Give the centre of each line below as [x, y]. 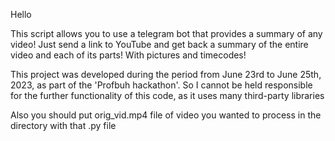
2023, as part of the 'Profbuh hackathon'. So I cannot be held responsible [161, 85]
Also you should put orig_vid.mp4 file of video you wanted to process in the [166, 115]
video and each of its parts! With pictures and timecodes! [128, 55]
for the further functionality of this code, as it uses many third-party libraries [167, 95]
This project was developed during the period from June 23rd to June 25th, [166, 74]
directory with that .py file [63, 125]
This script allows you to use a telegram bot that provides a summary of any [166, 33]
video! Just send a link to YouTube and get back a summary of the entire [159, 44]
